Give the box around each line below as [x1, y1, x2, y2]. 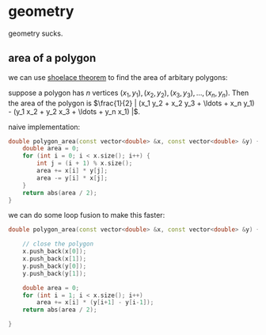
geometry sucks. [8, 29, 63, 38]
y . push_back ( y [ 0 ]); [22, 262, 87, 270]
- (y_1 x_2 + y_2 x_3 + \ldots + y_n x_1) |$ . [8, 106, 141, 116]
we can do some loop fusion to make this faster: [8, 211, 165, 220]
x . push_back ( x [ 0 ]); [22, 248, 87, 256]
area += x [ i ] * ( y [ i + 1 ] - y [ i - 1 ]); [36, 299, 154, 306]
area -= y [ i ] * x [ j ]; [36, 173, 108, 182]
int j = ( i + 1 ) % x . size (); [36, 159, 133, 168]
